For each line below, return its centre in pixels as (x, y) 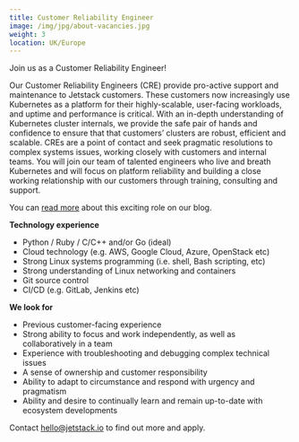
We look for (31, 308)
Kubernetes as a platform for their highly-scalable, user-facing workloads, (145, 105)
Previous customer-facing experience (92, 325)
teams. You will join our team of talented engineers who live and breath (140, 161)
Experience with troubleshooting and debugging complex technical (146, 353)
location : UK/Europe (48, 43)
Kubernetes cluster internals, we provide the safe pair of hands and (133, 124)
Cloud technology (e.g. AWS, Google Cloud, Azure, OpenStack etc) (146, 252)
